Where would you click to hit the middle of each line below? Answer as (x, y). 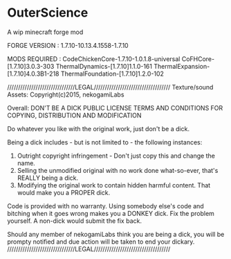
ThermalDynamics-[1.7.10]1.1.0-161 (104, 66)
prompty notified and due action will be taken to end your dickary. (101, 242)
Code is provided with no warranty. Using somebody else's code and (105, 206)
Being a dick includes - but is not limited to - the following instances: (105, 142)
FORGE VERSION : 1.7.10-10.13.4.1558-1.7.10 (68, 45)
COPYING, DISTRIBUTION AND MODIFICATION (74, 115)
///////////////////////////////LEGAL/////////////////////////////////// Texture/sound (110, 87)
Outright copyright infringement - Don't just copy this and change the (116, 156)
